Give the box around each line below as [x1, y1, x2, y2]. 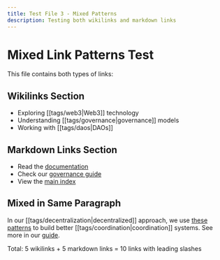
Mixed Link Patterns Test [7, 47, 154, 63]
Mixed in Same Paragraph [7, 197, 122, 210]
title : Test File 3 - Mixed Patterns [7, 10, 117, 17]
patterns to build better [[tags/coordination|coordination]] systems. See [7, 223, 213, 231]
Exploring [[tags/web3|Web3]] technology [17, 109, 140, 117]
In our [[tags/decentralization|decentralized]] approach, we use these [7, 216, 208, 224]
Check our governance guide [17, 170, 102, 178]
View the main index [17, 178, 76, 186]
